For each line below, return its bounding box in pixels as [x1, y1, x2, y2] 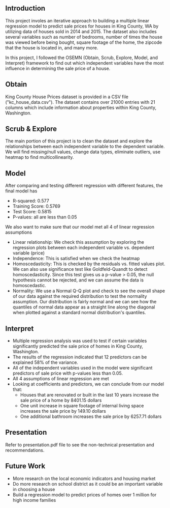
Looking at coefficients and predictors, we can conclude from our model [12, 381, 164, 387]
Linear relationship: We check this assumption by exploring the [12, 239, 145, 245]
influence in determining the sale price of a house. [5, 65, 111, 71]
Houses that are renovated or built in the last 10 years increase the [20, 392, 159, 398]
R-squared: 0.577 [12, 198, 49, 204]
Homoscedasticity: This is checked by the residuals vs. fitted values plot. [12, 261, 165, 267]
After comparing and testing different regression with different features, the [5, 183, 163, 189]
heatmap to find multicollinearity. [5, 154, 74, 160]
